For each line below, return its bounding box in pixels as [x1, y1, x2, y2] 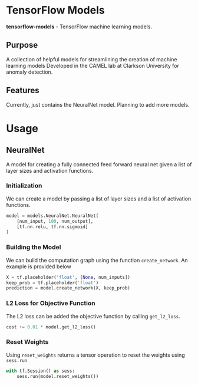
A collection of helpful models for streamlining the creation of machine [6, 55, 177, 62]
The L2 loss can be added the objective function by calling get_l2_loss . [6, 312, 181, 320]
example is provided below [6, 263, 72, 270]
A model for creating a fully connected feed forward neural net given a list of [6, 160, 192, 168]
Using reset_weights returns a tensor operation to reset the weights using [6, 351, 185, 358]
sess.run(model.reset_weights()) [16, 373, 99, 379]
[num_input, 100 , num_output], [16, 218, 94, 224]
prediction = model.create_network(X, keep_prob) [6, 285, 131, 291]
